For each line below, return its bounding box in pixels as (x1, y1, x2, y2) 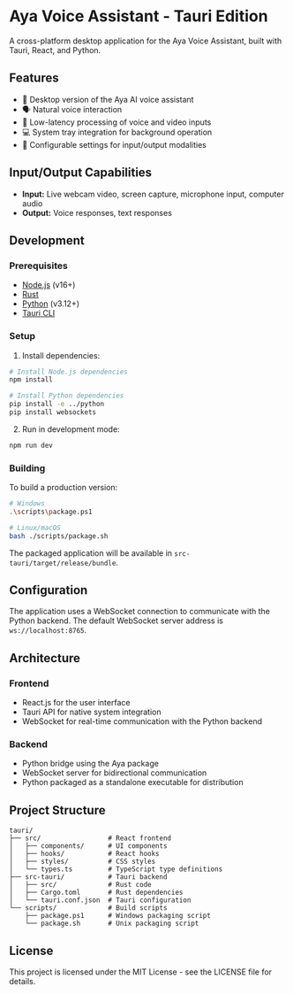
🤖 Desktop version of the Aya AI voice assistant (21, 94, 194, 104)
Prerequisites (9, 259, 68, 272)
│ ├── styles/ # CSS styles (9, 857, 156, 867)
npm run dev (9, 441, 53, 450)
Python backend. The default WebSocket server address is (9, 615, 223, 626)
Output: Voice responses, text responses (21, 207, 172, 218)
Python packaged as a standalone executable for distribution (21, 777, 244, 788)
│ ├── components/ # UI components (9, 842, 168, 851)
